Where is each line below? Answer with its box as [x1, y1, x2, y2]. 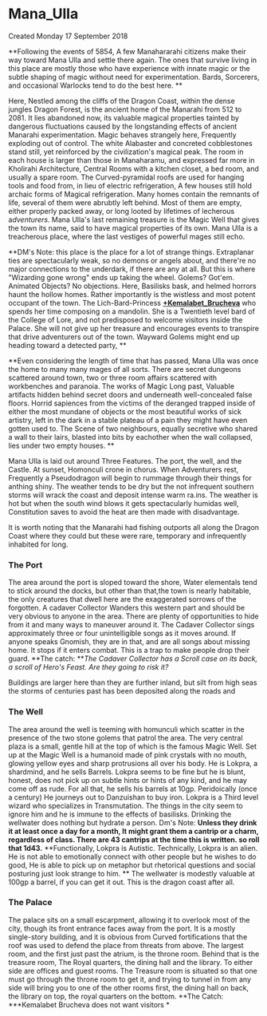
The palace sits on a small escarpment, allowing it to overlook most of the [8, 915, 250, 924]
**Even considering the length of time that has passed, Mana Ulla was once [8, 356, 259, 366]
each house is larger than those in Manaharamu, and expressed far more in [8, 155, 255, 164]
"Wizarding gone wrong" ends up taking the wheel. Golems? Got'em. [8, 272, 235, 282]
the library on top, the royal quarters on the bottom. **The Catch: [8, 991, 224, 1001]
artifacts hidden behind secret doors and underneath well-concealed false [8, 389, 253, 399]
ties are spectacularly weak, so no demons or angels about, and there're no [8, 255, 257, 265]
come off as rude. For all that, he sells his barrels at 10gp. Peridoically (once [8, 784, 257, 793]
